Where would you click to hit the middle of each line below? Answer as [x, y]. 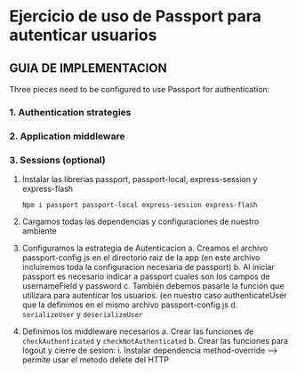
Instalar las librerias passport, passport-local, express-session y [140, 179]
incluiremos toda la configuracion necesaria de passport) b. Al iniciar [148, 267]
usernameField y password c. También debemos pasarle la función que [153, 286]
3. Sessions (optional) [57, 160]
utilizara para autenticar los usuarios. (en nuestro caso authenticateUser [154, 296]
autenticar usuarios [83, 35]
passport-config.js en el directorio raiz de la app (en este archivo [141, 258]
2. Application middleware [67, 136]
